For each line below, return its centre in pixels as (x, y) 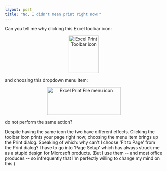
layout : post (19, 10)
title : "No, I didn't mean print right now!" (53, 14)
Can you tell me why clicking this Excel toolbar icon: (59, 28)
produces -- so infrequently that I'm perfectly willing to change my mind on (83, 158)
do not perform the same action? (39, 122)
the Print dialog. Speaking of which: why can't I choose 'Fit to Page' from (80, 142)
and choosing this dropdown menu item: (47, 80)
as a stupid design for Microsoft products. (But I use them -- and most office (84, 153)
